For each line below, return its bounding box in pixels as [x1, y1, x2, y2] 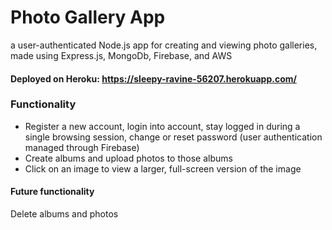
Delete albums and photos [10, 208, 119, 220]
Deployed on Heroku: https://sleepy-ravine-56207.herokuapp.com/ [10, 72, 297, 85]
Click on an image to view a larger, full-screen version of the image [24, 162, 302, 175]
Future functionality [10, 186, 95, 198]
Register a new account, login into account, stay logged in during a [24, 120, 301, 132]
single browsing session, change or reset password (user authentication [24, 131, 323, 143]
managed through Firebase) [24, 141, 140, 153]
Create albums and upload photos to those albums [24, 152, 233, 164]
